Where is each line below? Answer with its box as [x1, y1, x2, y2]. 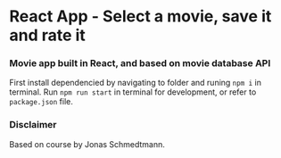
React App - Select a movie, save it [9, 6, 272, 27]
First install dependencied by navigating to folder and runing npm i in [9, 78, 261, 88]
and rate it [9, 25, 87, 46]
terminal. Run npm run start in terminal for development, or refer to [9, 87, 257, 97]
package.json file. [9, 96, 74, 107]
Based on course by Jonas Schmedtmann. [9, 138, 165, 149]
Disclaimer [9, 119, 57, 131]
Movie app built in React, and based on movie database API [9, 57, 271, 70]
